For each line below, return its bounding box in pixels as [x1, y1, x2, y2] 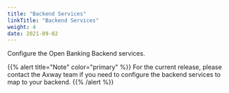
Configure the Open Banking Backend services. [7, 49, 146, 58]
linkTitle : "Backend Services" [7, 17, 99, 24]
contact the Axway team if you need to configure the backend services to [7, 70, 221, 79]
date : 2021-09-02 [7, 30, 58, 37]
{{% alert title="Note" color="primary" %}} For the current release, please [7, 63, 222, 71]
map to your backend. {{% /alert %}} [7, 78, 114, 87]
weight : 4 [7, 23, 37, 30]
